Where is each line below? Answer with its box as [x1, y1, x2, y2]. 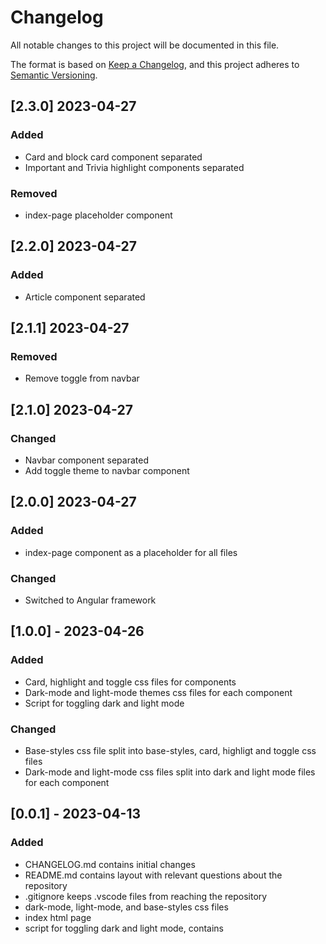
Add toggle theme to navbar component [24, 464, 190, 476]
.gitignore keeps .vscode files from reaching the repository [24, 890, 268, 902]
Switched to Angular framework [24, 594, 157, 606]
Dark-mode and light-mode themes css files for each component [24, 686, 293, 698]
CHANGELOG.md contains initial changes [24, 858, 196, 870]
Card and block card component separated [24, 151, 203, 163]
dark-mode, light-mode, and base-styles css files [24, 901, 229, 913]
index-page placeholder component [24, 209, 173, 221]
